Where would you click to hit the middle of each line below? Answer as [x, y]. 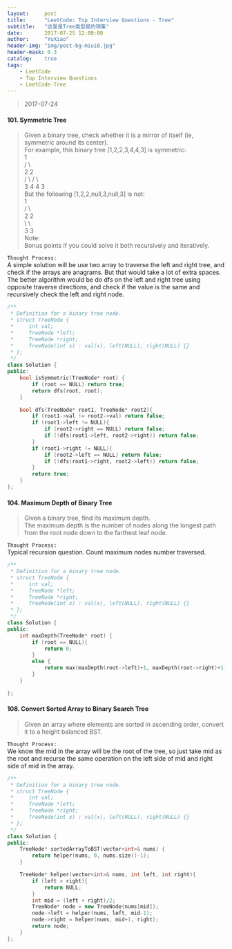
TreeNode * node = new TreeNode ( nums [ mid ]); [95, 907]
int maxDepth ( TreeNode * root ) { [66, 635]
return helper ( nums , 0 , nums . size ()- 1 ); [91, 856]
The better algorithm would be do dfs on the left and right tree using [104, 280]
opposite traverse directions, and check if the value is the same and [104, 287]
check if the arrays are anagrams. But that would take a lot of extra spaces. [114, 272]
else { [41, 662]
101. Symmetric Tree [37, 120]
